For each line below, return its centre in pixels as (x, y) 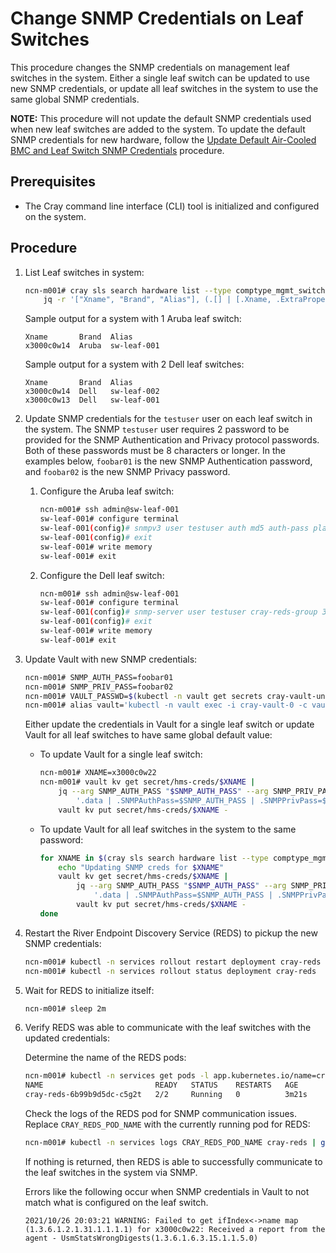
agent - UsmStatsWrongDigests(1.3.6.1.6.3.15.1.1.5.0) (141, 1238)
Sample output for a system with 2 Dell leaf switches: (134, 364)
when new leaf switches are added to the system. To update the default (158, 129)
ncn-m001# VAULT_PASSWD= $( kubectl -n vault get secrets (143, 696)
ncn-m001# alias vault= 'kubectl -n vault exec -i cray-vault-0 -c (166, 705)
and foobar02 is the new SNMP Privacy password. (127, 472)
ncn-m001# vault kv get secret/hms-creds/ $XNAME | (147, 782)
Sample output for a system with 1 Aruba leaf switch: (133, 319)
